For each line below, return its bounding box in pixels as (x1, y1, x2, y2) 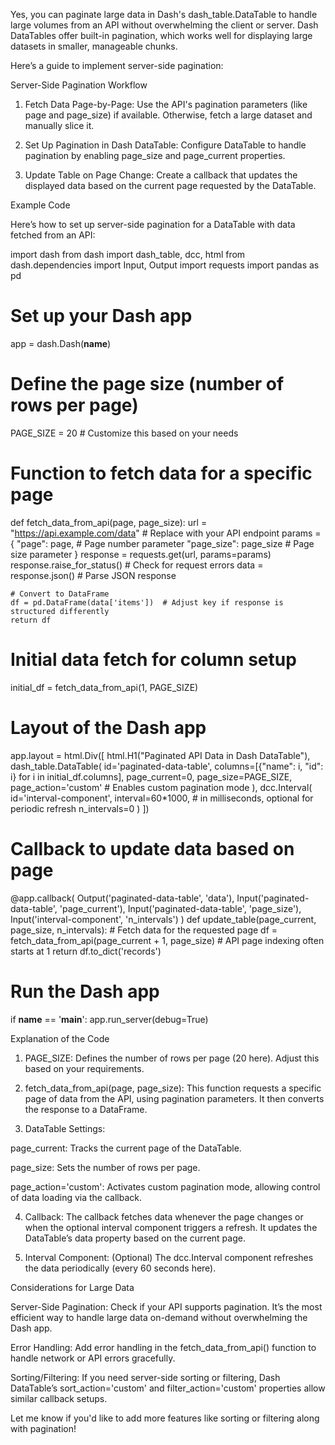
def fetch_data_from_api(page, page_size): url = (10, 516, 208, 528)
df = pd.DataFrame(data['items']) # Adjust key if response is (10, 597, 284, 608)
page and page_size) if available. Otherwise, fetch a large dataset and (24, 109, 313, 121)
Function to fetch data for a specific (10, 462, 313, 485)
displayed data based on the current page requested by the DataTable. (24, 180, 317, 191)
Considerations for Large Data (10, 1281, 135, 1293)
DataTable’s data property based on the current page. (24, 1232, 246, 1244)
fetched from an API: (10, 229, 96, 241)
